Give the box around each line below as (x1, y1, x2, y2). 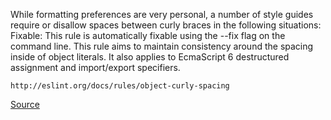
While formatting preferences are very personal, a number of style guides (10, 9, 314, 20)
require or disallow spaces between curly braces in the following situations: (10, 19, 322, 31)
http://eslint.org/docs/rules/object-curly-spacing (10, 81, 230, 91)
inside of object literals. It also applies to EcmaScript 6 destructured (10, 51, 290, 63)
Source (10, 99, 40, 110)
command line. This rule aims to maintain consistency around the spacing (10, 40, 314, 52)
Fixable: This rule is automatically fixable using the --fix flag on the (10, 30, 286, 41)
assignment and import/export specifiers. (10, 62, 181, 73)
